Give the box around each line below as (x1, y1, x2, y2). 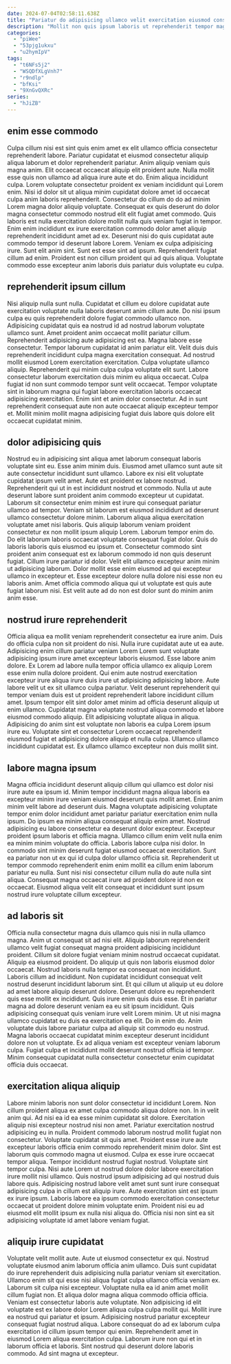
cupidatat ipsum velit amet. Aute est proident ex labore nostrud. (7, 477, 188, 485)
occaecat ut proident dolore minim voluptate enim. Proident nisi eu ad (7, 1201, 205, 1210)
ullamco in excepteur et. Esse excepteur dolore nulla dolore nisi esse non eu (7, 572, 223, 580)
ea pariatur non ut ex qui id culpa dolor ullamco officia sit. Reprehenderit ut (7, 853, 219, 862)
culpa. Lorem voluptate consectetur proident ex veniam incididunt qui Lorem (7, 180, 223, 188)
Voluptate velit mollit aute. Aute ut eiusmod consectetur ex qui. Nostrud (7, 1254, 209, 1263)
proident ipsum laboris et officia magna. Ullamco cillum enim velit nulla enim (7, 832, 222, 840)
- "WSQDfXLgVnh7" (13, 68, 63, 74)
